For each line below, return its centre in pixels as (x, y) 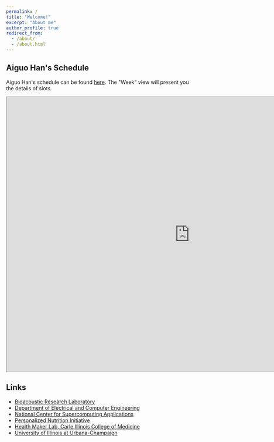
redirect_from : (25, 33)
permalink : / (22, 11)
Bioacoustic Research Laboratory (55, 402)
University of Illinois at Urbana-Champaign (66, 433)
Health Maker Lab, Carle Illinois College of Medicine (77, 426)
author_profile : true (32, 28)
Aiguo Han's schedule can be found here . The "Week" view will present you (97, 82)
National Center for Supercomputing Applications (74, 414)
